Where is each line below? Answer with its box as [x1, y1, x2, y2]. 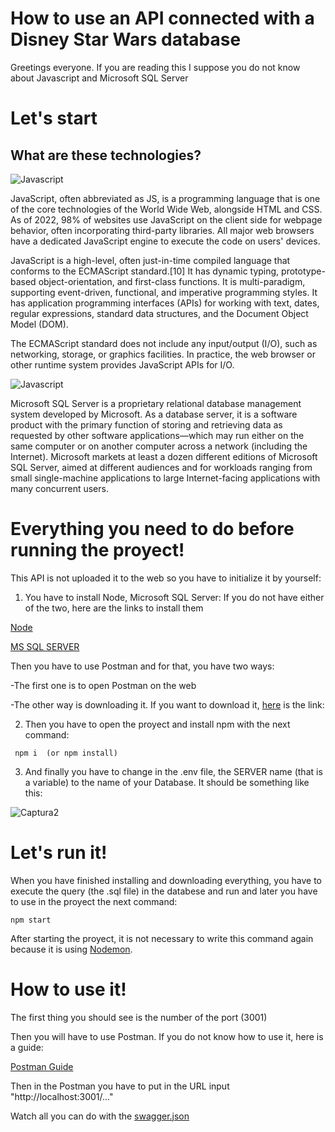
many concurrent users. [10, 482, 109, 494]
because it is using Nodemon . [10, 943, 133, 955]
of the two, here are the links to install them [24, 602, 204, 614]
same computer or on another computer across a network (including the [10, 440, 308, 452]
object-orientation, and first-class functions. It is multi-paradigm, [38, 275, 306, 287]
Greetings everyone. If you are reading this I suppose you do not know [10, 61, 301, 73]
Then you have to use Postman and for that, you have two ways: [10, 660, 275, 672]
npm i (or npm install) [14, 748, 118, 758]
